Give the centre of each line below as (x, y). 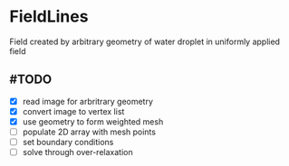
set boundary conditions (68, 142)
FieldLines (49, 17)
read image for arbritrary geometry (88, 101)
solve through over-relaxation (77, 152)
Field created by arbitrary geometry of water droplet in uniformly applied (145, 41)
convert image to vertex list (73, 111)
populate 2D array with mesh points (89, 132)
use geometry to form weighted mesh (93, 121)
